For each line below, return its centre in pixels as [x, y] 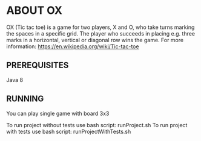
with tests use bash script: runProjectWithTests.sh [69, 131]
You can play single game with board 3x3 [58, 113]
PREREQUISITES [38, 65]
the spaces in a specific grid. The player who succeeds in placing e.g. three [101, 33]
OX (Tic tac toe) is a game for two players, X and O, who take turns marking [100, 27]
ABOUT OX [34, 11]
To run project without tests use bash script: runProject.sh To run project [97, 125]
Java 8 [15, 80]
